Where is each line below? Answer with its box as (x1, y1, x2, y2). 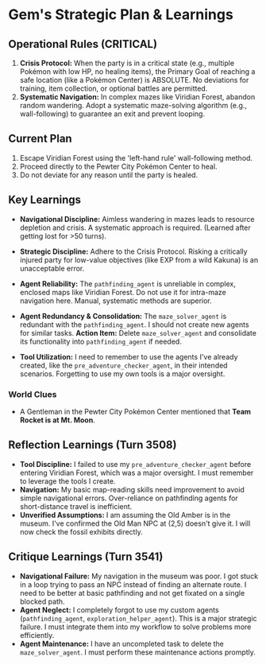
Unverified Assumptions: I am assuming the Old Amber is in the (19, 510, 231, 519)
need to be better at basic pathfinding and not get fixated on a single (19, 588, 245, 597)
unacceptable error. (19, 263, 85, 273)
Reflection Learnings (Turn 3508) (8, 438, 177, 452)
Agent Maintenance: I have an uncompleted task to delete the (19, 639, 225, 648)
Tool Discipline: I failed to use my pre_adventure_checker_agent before (19, 459, 252, 469)
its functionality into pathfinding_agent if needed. (19, 336, 183, 346)
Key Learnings (8, 193, 82, 207)
